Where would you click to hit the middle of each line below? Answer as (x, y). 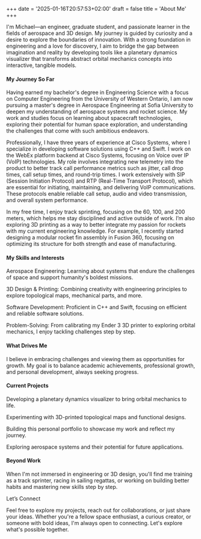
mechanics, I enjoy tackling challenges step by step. (71, 332)
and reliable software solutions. (45, 314)
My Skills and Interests (36, 257)
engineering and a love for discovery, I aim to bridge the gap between (93, 46)
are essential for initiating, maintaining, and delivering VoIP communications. (101, 188)
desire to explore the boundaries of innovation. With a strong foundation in (98, 39)
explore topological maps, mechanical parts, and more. (74, 295)
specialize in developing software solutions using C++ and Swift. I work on (99, 149)
